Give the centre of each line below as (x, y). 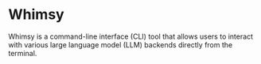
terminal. (23, 53)
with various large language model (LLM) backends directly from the (121, 44)
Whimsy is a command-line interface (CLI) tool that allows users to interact (130, 36)
